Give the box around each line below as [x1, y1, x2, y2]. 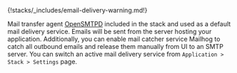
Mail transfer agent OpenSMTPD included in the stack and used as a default [7, 20, 231, 28]
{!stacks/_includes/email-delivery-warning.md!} [7, 6, 148, 14]
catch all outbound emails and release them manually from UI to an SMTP [7, 43, 223, 50]
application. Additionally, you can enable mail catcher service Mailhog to [7, 35, 221, 43]
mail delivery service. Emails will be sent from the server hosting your [7, 28, 212, 35]
